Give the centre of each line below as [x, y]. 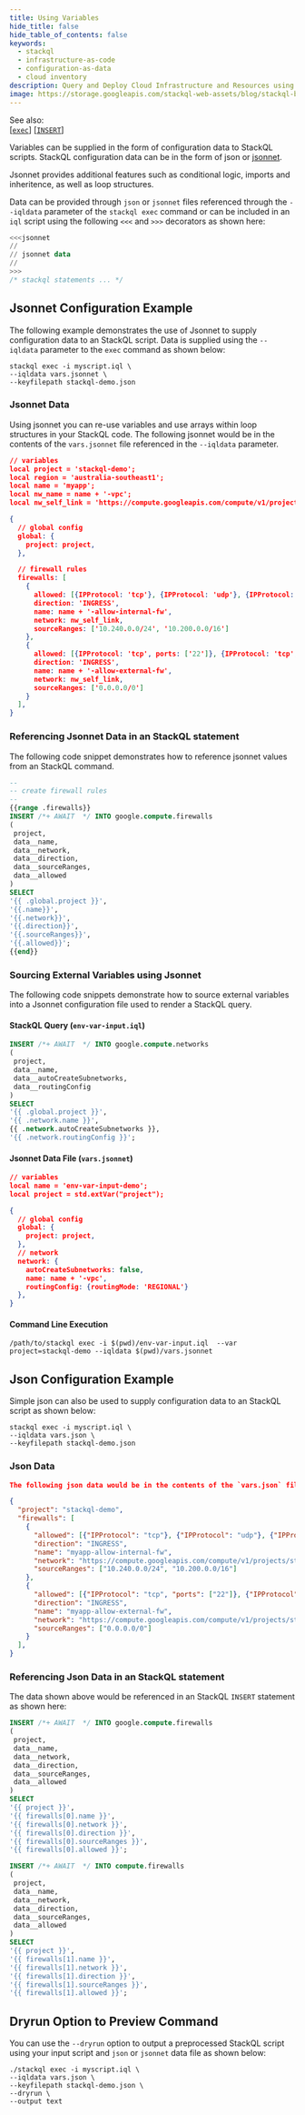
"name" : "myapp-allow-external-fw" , [103, 1611]
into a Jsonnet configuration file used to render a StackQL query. [131, 1005]
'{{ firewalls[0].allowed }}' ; [69, 1850]
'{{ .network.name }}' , [54, 1121]
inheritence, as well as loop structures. [82, 184]
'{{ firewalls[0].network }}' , [69, 1824]
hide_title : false [44, 26]
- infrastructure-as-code [67, 60]
